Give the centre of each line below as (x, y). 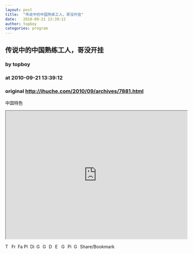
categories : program (27, 28)
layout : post (19, 10)
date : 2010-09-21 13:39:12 (35, 19)
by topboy (18, 64)
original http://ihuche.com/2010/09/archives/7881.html (74, 91)
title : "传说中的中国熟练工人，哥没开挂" (44, 14)
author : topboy (21, 24)
